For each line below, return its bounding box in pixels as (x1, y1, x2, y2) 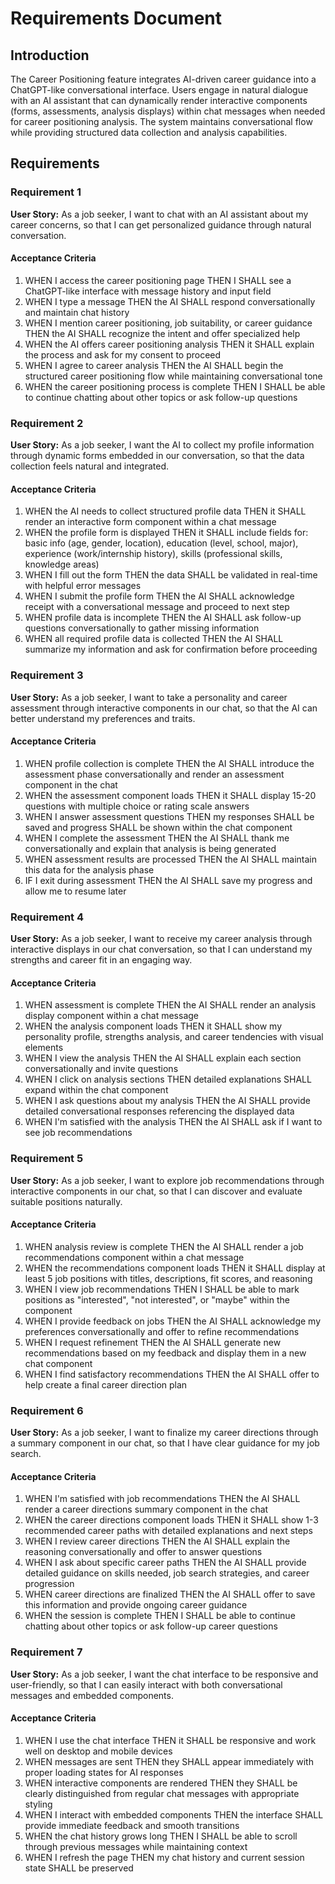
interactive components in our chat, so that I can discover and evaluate (10, 1185, 303, 1197)
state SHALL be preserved (24, 1862, 134, 1874)
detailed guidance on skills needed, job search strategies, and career (24, 1567, 310, 1579)
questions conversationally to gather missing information (24, 622, 260, 634)
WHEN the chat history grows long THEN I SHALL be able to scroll (24, 1830, 298, 1842)
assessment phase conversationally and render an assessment (24, 768, 285, 780)
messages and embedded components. (10, 1689, 174, 1701)
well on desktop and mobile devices (24, 1745, 173, 1757)
